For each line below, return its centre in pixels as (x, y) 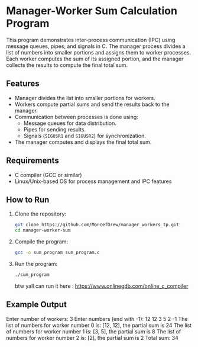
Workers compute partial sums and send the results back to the (92, 104)
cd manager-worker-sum (43, 230)
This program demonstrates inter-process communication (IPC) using (91, 40)
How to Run (28, 200)
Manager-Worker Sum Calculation (92, 11)
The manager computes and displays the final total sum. (83, 142)
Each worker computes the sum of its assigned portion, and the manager (95, 59)
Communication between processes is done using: (77, 117)
